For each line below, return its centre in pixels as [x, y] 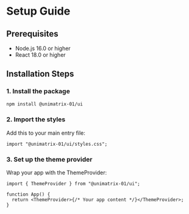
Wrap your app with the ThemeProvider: [57, 173]
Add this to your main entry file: [46, 133]
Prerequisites [32, 34]
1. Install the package [38, 91]
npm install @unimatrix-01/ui [45, 104]
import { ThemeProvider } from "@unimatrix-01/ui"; [73, 184]
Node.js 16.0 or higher [43, 48]
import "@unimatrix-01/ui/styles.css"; [57, 144]
